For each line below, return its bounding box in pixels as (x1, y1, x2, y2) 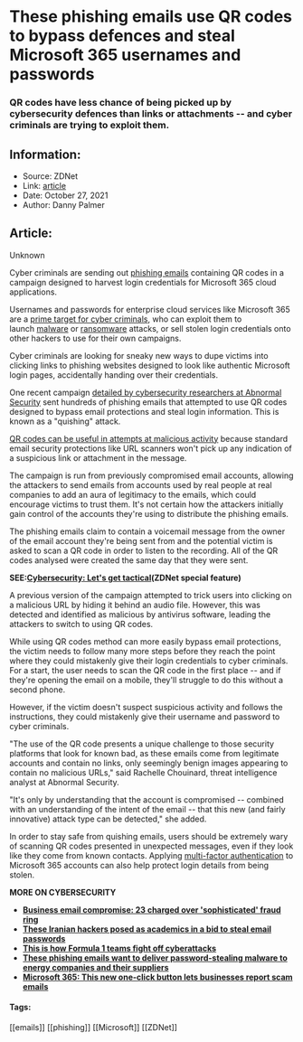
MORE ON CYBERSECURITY (9, 887, 117, 897)
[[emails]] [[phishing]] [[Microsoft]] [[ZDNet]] (9, 1021, 178, 1032)
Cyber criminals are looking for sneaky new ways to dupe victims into (9, 350, 269, 361)
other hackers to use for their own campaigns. (9, 333, 182, 343)
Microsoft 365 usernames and (9, 45, 241, 65)
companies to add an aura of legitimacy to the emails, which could (9, 489, 257, 500)
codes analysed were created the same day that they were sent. (9, 554, 249, 566)
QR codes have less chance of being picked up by (9, 97, 232, 109)
